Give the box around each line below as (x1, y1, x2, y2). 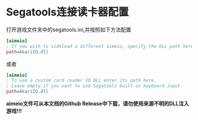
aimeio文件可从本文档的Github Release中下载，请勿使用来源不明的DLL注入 (6, 100, 190, 107)
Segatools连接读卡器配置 (6, 5, 129, 19)
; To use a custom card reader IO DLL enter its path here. (6, 77, 157, 83)
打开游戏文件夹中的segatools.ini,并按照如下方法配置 (6, 26, 131, 33)
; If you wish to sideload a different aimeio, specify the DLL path (6, 43, 181, 49)
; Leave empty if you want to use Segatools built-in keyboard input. (6, 83, 183, 89)
